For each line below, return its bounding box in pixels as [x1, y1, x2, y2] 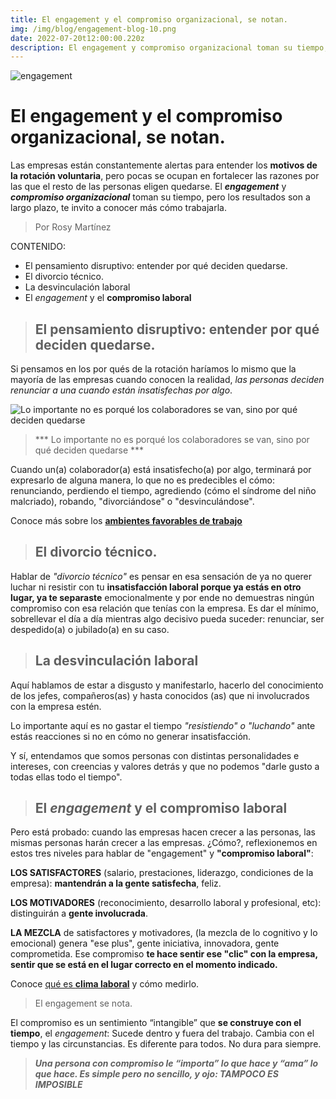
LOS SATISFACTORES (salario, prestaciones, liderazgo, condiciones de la [10, 867, 314, 879]
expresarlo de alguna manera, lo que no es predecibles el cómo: [10, 474, 275, 486]
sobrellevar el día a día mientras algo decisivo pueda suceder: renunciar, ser [10, 612, 325, 625]
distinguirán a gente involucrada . [10, 907, 148, 920]
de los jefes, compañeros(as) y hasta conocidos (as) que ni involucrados [10, 689, 310, 701]
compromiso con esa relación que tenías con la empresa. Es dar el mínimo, [10, 602, 319, 614]
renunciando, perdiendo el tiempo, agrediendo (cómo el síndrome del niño [10, 485, 317, 496]
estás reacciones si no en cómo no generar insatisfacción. [10, 730, 252, 742]
